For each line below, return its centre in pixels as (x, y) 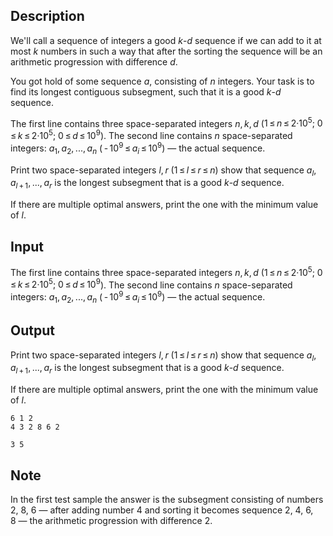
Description (47, 16)
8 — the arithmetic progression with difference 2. (111, 520)
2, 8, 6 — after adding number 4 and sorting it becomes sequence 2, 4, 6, (162, 510)
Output (32, 330)
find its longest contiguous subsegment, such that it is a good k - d (146, 91)
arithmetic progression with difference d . (94, 61)
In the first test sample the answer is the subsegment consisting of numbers (167, 499)
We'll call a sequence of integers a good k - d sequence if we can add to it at (166, 40)
